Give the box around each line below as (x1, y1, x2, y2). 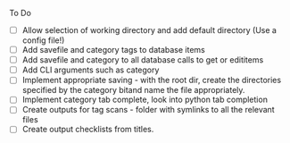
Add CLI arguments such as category (21, 64, 160, 75)
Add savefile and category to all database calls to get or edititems (21, 55, 264, 65)
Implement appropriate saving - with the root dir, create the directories (21, 75, 282, 86)
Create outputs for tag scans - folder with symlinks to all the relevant (21, 105, 275, 115)
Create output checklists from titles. (21, 124, 154, 135)
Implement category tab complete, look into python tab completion (21, 94, 268, 105)
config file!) (21, 35, 65, 46)
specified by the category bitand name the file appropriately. (21, 85, 245, 96)
